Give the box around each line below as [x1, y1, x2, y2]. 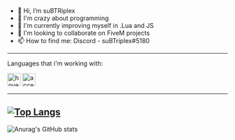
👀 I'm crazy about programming [17, 14, 109, 22]
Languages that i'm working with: [7, 59, 104, 68]
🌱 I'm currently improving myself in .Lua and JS [17, 22, 154, 29]
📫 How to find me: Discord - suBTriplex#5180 [17, 37, 150, 45]
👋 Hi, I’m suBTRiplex [17, 7, 76, 15]
